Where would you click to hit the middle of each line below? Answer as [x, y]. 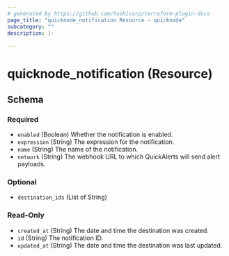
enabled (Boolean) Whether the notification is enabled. [95, 134]
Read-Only [26, 215]
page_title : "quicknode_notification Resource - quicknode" [96, 20]
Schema [25, 99]
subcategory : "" [31, 26]
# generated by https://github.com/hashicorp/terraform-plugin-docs [109, 14]
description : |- [31, 33]
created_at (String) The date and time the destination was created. [113, 230]
